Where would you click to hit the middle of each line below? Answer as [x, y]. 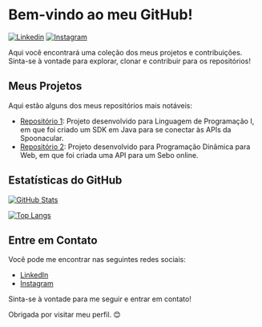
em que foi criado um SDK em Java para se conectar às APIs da [125, 129]
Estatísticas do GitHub [65, 181]
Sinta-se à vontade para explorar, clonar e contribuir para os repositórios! [129, 61]
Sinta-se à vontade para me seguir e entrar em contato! [100, 299]
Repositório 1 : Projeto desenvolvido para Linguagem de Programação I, [137, 121]
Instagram [36, 284]
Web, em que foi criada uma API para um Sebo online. [109, 155]
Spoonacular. [42, 138]
